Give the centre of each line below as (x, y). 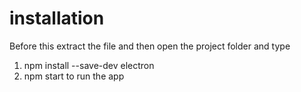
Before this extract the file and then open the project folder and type (150, 46)
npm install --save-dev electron (89, 65)
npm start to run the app (74, 76)
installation (57, 18)
